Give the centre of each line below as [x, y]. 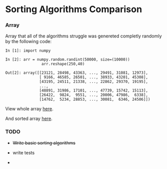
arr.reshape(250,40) [63, 64]
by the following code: [28, 41]
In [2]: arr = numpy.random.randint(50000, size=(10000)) [68, 60]
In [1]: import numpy [28, 51]
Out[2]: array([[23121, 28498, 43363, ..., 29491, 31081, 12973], [77, 73]
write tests [24, 152]
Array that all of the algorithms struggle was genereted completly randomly [83, 36]
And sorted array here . [29, 119]
